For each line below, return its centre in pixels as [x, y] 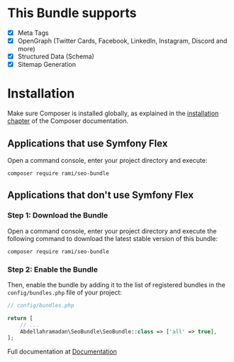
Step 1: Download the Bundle [58, 215]
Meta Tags [33, 33]
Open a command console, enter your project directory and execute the [112, 231]
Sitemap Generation [47, 65]
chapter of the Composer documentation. [68, 121]
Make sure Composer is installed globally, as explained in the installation [113, 113]
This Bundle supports [72, 13]
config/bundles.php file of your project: [65, 292]
